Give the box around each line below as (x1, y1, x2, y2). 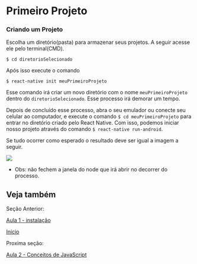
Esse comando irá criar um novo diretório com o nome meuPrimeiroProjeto (6, 89, 188, 96)
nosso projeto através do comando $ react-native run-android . (6, 126, 163, 133)
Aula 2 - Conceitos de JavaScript (6, 251, 87, 259)
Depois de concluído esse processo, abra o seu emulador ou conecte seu (6, 107, 186, 114)
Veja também (6, 189, 56, 199)
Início (6, 228, 20, 236)
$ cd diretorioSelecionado (6, 56, 73, 63)
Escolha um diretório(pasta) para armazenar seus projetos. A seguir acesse (6, 39, 190, 46)
